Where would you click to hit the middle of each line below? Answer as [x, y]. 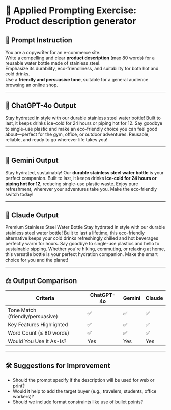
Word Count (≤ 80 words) [39, 333]
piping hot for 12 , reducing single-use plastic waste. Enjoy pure [72, 184]
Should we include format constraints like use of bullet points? [78, 402]
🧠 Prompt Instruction [39, 40]
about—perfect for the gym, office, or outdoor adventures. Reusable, [78, 134]
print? [19, 386]
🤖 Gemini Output [32, 160]
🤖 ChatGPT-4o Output [41, 106]
